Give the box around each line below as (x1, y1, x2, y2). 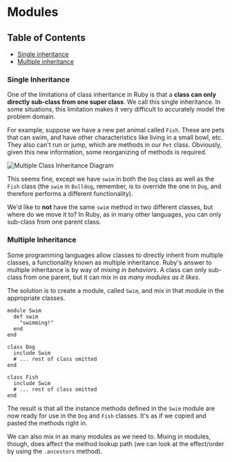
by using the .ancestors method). (7, 447, 102, 455)
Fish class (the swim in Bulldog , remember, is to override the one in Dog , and (7, 182, 222, 190)
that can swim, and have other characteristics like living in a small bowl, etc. (7, 133, 223, 142)
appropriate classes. (7, 294, 66, 302)
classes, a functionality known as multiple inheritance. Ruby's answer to (7, 258, 212, 267)
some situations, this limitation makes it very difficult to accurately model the (7, 105, 225, 114)
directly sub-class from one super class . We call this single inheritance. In (7, 98, 221, 106)
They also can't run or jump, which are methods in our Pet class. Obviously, (7, 141, 222, 149)
